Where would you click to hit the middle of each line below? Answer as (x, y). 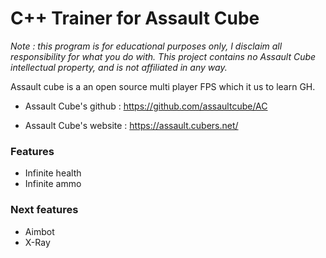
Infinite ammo (53, 184)
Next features (44, 210)
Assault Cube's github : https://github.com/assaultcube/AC (146, 106)
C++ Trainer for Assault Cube (135, 18)
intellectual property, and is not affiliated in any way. (119, 67)
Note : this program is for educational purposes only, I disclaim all (146, 46)
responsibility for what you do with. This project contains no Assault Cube (163, 56)
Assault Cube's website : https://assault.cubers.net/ (131, 125)
